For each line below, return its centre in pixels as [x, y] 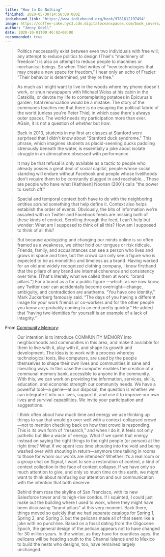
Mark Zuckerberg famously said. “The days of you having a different [86, 297]
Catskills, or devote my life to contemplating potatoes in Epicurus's [84, 97]
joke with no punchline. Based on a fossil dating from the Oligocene [85, 523]
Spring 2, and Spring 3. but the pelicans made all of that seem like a [86, 518]
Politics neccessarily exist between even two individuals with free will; [88, 51]
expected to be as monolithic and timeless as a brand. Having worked [88, 261]
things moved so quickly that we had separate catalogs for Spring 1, [86, 513]
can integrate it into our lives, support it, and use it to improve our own [88, 394]
